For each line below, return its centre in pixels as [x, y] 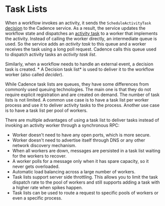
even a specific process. [37, 198]
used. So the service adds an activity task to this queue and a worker [76, 44]
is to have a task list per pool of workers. [46, 110]
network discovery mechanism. [44, 145]
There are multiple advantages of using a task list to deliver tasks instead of [82, 120]
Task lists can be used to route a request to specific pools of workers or [85, 193]
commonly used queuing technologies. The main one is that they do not [78, 89]
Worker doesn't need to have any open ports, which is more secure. [81, 135]
